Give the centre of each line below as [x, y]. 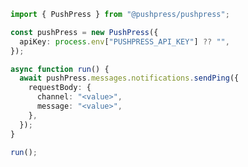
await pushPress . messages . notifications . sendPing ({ [129, 78]
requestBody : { [60, 88]
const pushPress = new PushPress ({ [84, 32]
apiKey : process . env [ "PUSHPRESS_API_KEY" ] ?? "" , [124, 41]
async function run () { [60, 69]
